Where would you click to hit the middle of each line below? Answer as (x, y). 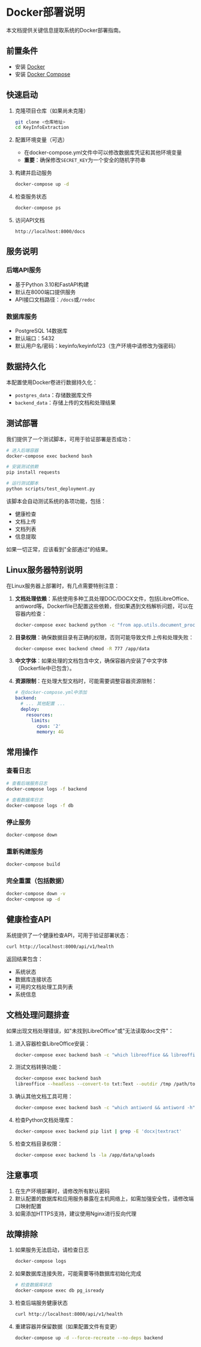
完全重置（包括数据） (37, 881)
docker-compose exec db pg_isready (59, 1291)
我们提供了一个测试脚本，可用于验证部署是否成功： (69, 439)
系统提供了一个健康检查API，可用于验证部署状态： (68, 935)
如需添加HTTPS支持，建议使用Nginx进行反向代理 (76, 1213)
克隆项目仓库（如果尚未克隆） (52, 110)
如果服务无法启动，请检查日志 (52, 1250)
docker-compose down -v (36, 894)
